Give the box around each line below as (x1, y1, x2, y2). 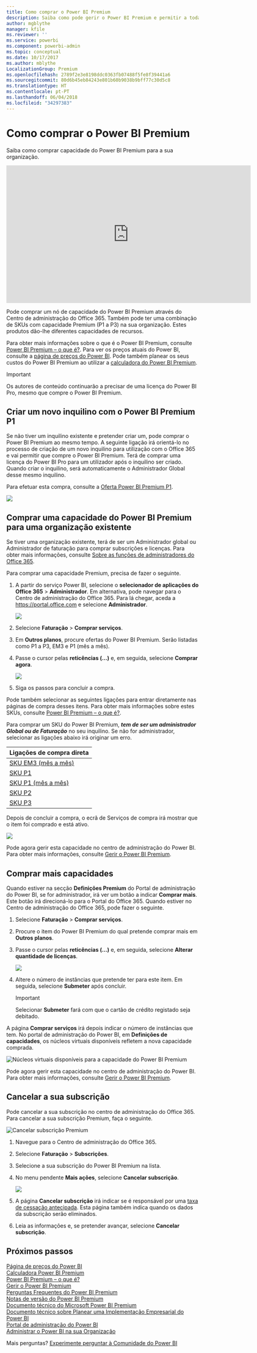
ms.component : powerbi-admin (6, 43, 81, 50)
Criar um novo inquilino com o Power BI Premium (6, 406, 195, 417)
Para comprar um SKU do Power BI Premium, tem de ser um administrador (6, 721, 197, 728)
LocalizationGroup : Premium (6, 65, 78, 72)
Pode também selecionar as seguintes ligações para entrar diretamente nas (6, 696, 197, 703)
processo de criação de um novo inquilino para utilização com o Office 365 (6, 445, 195, 453)
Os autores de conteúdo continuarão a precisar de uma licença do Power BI (6, 382, 197, 390)
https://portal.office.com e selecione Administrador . (15, 601, 148, 609)
